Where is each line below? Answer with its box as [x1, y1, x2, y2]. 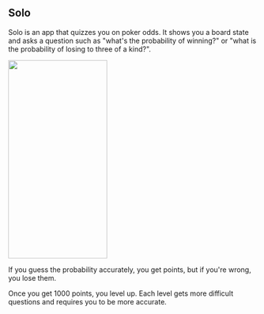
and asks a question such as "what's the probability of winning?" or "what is [8, 36, 257, 45]
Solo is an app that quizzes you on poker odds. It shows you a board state [8, 27, 249, 36]
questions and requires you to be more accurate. [8, 297, 168, 306]
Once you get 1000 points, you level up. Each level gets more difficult [8, 289, 234, 298]
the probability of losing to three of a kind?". [8, 44, 152, 54]
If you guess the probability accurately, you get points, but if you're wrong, [8, 265, 251, 274]
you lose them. [8, 273, 57, 282]
